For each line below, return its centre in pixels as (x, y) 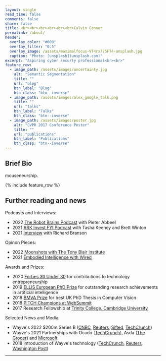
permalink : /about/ (25, 33)
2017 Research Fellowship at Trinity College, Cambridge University (80, 308)
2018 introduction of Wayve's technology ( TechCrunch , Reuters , (78, 343)
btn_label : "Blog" (33, 88)
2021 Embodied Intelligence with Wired (52, 257)
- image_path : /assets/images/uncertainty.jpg (58, 70)
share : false (19, 24)
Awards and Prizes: (25, 267)
